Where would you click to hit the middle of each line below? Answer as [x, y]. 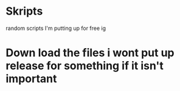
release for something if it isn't [85, 66]
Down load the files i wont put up [90, 53]
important [31, 79]
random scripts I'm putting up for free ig [56, 28]
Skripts [24, 11]
